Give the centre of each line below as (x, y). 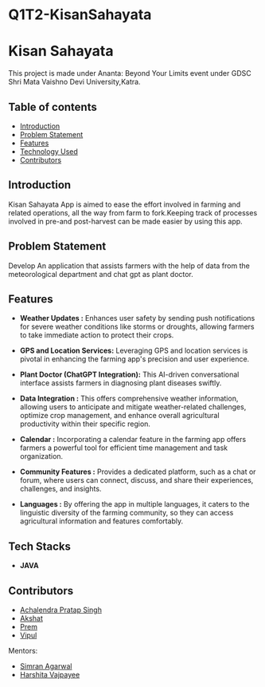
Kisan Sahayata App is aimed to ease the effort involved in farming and (125, 204)
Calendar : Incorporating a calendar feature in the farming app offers (133, 440)
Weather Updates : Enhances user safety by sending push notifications (137, 318)
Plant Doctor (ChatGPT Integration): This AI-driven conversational (129, 375)
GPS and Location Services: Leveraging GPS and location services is (134, 351)
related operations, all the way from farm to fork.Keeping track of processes (133, 212)
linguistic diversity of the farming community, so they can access (127, 513)
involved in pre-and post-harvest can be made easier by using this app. (125, 221)
